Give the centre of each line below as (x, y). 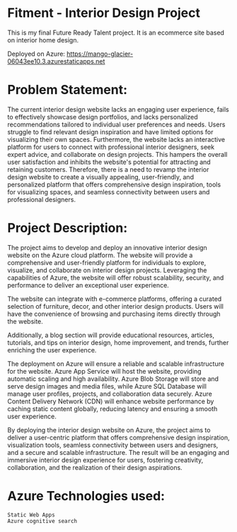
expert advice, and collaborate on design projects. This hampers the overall (117, 154)
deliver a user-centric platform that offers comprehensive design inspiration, (118, 437)
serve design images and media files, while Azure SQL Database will (107, 386)
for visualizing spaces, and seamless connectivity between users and (109, 191)
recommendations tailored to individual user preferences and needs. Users (116, 124)
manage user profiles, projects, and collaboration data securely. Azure (110, 394)
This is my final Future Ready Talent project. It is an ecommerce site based (116, 32)
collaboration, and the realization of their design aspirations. (95, 467)
